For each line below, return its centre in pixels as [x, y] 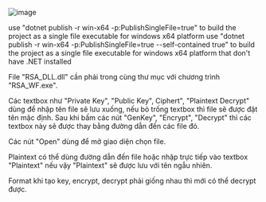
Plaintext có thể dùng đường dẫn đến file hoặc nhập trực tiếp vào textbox [128, 157]
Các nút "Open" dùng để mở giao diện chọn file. [87, 142]
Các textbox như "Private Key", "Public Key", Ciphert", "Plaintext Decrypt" [129, 101]
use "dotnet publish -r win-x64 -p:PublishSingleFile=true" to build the [122, 27]
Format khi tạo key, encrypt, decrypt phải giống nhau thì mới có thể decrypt [132, 181]
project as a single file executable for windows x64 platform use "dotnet [127, 36]
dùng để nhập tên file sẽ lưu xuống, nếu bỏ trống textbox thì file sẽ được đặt [133, 109]
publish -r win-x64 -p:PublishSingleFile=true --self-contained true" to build [131, 45]
